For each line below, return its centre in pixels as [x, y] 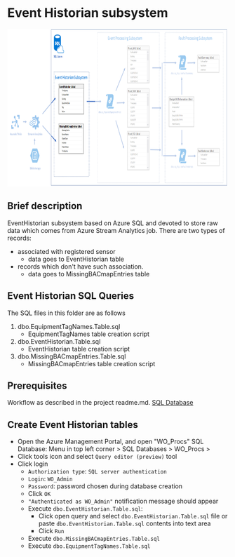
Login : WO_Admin [50, 479]
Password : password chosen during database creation [105, 486]
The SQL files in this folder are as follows [67, 313]
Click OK [39, 494]
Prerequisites [37, 385]
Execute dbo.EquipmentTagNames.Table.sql [89, 546]
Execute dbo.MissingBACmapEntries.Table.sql [94, 539]
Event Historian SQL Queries [71, 296]
